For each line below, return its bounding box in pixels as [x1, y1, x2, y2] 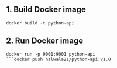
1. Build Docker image [6, 5, 86, 15]
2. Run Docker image [6, 36, 84, 46]
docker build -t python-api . [6, 20, 80, 26]
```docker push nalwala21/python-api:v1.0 [6, 56, 111, 62]
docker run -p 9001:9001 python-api [6, 51, 95, 57]
